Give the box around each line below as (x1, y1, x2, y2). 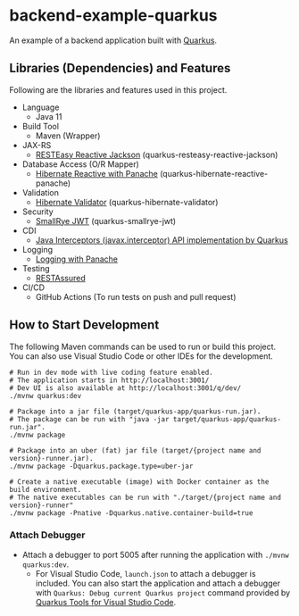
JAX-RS (21, 139, 52, 150)
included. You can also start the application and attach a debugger (35, 578, 281, 588)
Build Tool (21, 121, 60, 131)
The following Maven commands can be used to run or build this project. (9, 341, 277, 352)
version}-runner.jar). (9, 454, 94, 462)
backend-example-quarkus (9, 5, 218, 26)
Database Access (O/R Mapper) (21, 158, 140, 170)
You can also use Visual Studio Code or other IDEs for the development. (9, 350, 274, 362)
